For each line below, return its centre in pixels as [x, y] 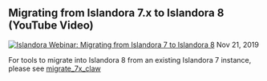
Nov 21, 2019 [237, 44]
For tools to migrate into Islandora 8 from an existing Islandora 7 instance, [130, 60]
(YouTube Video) [51, 26]
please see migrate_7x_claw [55, 68]
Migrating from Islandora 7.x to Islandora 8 [116, 13]
